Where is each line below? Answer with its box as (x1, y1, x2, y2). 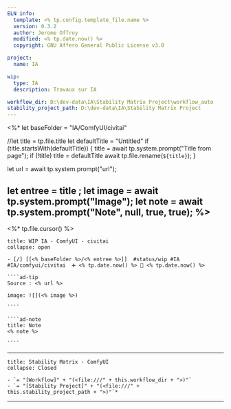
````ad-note (7, 316, 41, 323)
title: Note (7, 322, 41, 329)
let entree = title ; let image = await (7, 185, 159, 197)
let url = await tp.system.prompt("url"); (7, 165, 117, 173)
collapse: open (7, 243, 51, 251)
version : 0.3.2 (13, 23, 57, 30)
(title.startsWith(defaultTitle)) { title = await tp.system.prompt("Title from (7, 144, 212, 153)
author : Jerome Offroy (13, 29, 78, 36)
